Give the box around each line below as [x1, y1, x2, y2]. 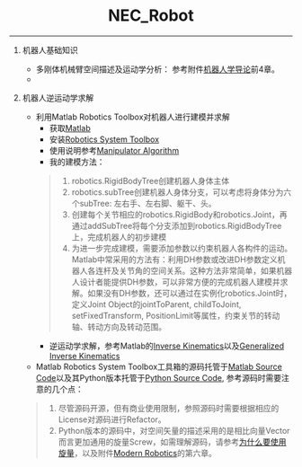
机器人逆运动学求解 [22, 92, 94, 103]
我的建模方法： [49, 156, 105, 167]
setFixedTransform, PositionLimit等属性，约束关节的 [71, 310, 265, 321]
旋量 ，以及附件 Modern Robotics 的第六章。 [58, 447, 218, 458]
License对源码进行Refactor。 [58, 414, 166, 425]
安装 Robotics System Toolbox [49, 134, 160, 145]
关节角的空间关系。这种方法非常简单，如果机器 [119, 265, 293, 276]
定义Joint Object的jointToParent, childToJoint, [71, 298, 242, 310]
